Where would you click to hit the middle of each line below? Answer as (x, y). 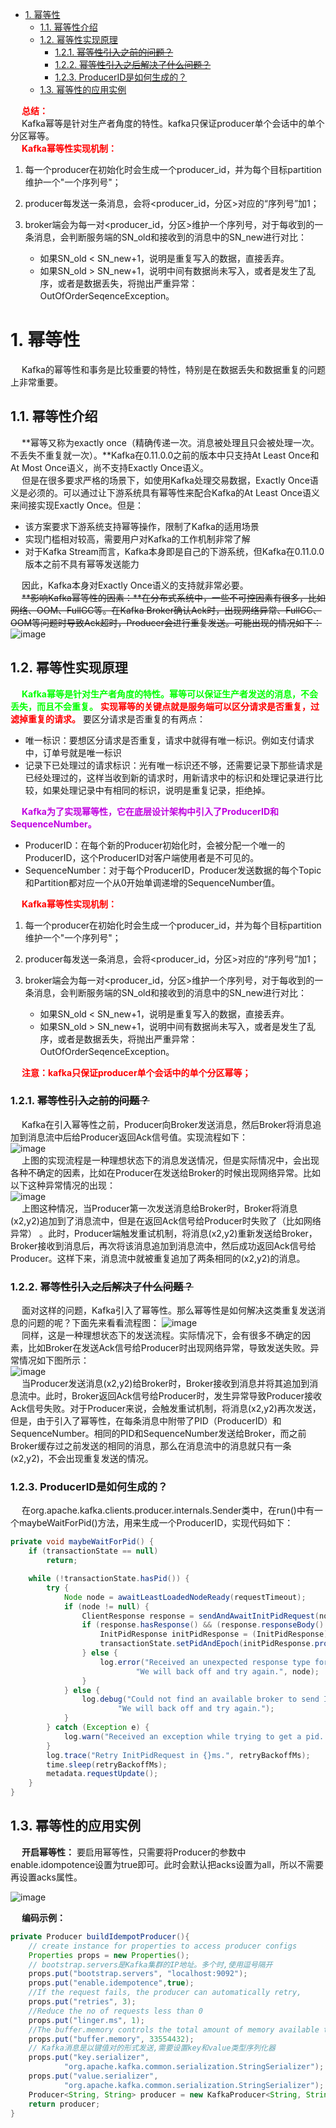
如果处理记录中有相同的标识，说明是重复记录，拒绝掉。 (156, 790)
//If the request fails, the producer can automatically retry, (165, 1993)
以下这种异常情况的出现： (63, 1185)
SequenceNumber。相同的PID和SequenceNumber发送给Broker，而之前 (158, 1434)
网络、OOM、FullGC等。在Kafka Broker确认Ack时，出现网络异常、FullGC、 (166, 610)
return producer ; (64, 2104)
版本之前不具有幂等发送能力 (82, 564)
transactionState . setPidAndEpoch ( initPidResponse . (207, 1644)
